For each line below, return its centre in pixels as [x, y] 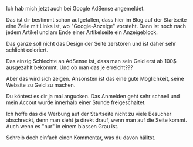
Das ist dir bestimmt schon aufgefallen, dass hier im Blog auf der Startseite [97, 20]
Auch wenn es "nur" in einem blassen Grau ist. [62, 126]
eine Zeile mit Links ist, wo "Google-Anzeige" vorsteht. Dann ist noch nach [96, 26]
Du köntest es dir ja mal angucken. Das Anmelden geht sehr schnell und [93, 96]
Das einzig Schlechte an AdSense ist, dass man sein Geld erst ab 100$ [92, 61]
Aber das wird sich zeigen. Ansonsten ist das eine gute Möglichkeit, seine [95, 79]
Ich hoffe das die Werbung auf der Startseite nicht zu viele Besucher [89, 114]
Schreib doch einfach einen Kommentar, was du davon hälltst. [81, 138]
